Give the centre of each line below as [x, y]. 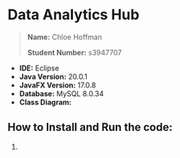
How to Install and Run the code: [90, 127]
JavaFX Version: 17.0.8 [57, 85]
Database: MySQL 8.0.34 [61, 93]
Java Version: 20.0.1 [53, 76]
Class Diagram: [45, 102]
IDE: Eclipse [39, 68]
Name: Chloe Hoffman [64, 37]
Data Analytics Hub [74, 15]
